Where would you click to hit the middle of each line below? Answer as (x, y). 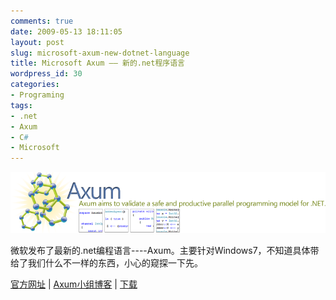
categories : (35, 85)
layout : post (37, 42)
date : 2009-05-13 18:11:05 (66, 31)
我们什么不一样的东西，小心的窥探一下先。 (115, 263)
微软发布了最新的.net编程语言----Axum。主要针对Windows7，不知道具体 (160, 251)
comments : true (42, 21)
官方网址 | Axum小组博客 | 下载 (74, 284)
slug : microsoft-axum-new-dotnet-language (100, 53)
